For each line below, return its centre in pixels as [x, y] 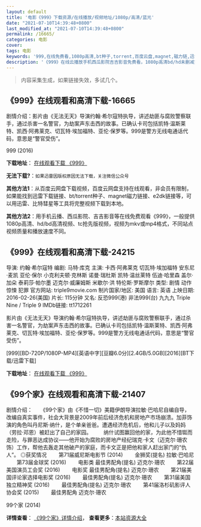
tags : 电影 [19, 51]
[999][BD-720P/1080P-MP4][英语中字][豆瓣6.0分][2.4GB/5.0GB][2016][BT [98, 353]
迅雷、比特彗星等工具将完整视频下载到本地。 [71, 203]
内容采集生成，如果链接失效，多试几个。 [71, 80]
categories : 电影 [27, 40]
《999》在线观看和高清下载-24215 [71, 252]
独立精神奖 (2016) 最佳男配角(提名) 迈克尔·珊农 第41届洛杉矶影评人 [98, 484]
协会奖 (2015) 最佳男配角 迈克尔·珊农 [56, 492]
